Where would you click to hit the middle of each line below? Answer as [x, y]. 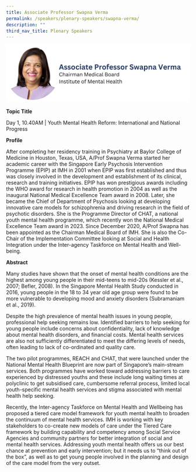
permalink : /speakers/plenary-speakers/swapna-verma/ [73, 18]
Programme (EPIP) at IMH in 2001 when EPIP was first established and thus [96, 170]
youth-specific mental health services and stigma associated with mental [94, 390]
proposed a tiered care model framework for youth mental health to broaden [98, 414]
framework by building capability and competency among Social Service [93, 432]
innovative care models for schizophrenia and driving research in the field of [98, 208]
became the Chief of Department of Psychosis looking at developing [88, 201]
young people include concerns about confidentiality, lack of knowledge [93, 329]
